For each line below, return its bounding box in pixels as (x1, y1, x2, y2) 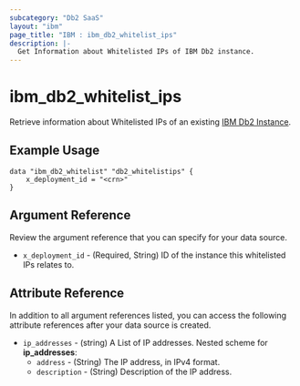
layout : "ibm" (9, 22, 64, 31)
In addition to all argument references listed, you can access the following (9, 310, 287, 320)
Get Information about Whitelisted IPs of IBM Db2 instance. (17, 47, 255, 56)
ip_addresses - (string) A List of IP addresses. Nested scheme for (22, 337, 269, 348)
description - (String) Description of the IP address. (36, 366, 233, 377)
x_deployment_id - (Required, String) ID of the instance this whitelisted (22, 249, 286, 260)
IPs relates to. (22, 259, 75, 269)
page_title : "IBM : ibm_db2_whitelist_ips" (9, 30, 178, 39)
